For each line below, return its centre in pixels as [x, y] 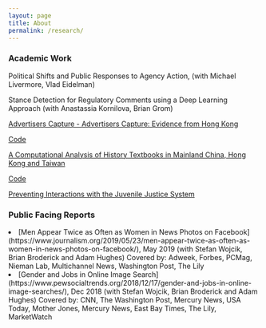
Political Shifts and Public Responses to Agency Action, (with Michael [122, 76]
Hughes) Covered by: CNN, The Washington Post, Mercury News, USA [125, 299]
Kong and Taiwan [37, 163]
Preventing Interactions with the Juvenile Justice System [102, 194]
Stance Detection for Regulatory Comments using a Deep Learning [118, 100]
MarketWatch [30, 317]
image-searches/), [39, 291]
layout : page [30, 16]
